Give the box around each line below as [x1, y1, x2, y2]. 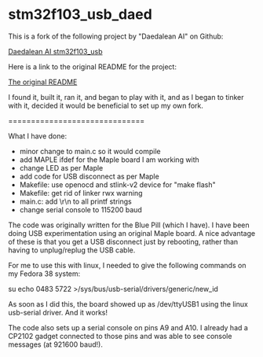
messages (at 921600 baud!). [8, 340, 104, 349]
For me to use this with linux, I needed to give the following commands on [8, 260, 247, 270]
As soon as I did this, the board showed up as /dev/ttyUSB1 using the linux [8, 299, 249, 308]
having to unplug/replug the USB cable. [8, 245, 136, 255]
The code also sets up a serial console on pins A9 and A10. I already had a [8, 322, 249, 332]
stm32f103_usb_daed [8, 6, 153, 24]
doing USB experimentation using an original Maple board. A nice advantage [8, 228, 256, 237]
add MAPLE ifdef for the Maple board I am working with [19, 155, 200, 164]
